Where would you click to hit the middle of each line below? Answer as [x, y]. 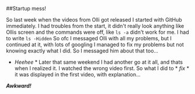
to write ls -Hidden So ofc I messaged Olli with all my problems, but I [89, 38]
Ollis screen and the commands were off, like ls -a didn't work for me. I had [98, 32]
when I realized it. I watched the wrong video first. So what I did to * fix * [102, 68]
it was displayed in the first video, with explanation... [78, 74]
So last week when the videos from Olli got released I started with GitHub [94, 20]
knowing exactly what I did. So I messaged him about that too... [82, 51]
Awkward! [19, 86]
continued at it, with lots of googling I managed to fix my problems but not [95, 44]
